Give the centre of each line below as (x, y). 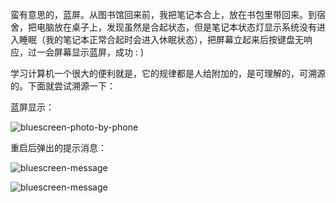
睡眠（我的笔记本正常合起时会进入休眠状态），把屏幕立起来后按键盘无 (161, 39)
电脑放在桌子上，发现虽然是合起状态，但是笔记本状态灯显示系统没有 (176, 27)
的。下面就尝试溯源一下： (63, 86)
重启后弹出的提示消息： (58, 147)
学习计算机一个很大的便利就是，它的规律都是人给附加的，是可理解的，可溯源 (168, 73)
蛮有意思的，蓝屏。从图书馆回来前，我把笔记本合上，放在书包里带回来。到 (163, 14)
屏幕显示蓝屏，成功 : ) (99, 52)
